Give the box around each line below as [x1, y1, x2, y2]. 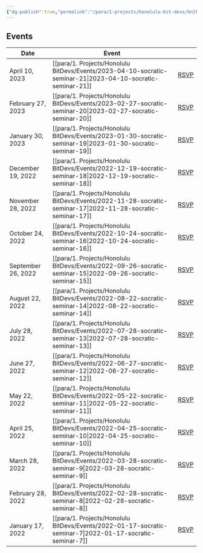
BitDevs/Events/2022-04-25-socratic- [52, 424, 168, 433]
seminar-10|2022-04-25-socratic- [52, 432, 159, 440]
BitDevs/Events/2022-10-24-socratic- [52, 229, 168, 238]
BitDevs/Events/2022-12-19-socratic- [52, 164, 168, 173]
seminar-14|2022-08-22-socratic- [52, 302, 159, 310]
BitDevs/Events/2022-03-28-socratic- [52, 457, 168, 465]
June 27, [9, 359, 35, 367]
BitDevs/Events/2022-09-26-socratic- [52, 262, 168, 270]
